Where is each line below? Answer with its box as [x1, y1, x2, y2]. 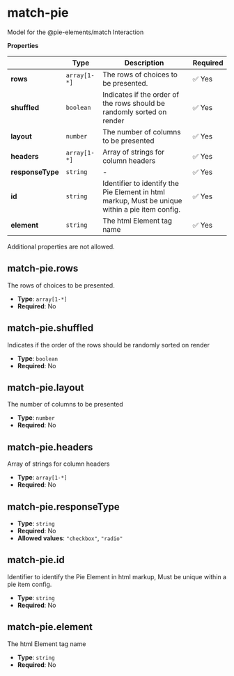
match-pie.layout [7, 382, 84, 393]
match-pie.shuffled [7, 322, 94, 334]
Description [124, 58, 164, 68]
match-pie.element [7, 621, 93, 633]
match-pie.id [7, 554, 65, 566]
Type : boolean [17, 354, 58, 363]
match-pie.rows [7, 262, 79, 274]
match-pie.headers [7, 441, 93, 453]
